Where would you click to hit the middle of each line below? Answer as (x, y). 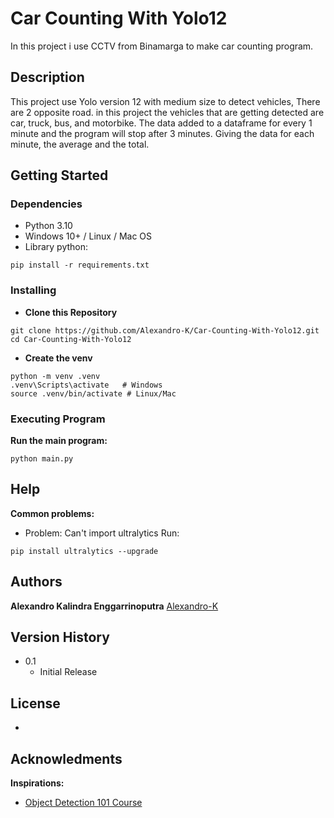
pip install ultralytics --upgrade (84, 551)
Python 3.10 (48, 226)
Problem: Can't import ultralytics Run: (102, 533)
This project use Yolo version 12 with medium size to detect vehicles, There (165, 101)
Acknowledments (66, 758)
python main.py (42, 459)
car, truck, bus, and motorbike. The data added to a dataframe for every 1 (161, 123)
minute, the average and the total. (80, 144)
